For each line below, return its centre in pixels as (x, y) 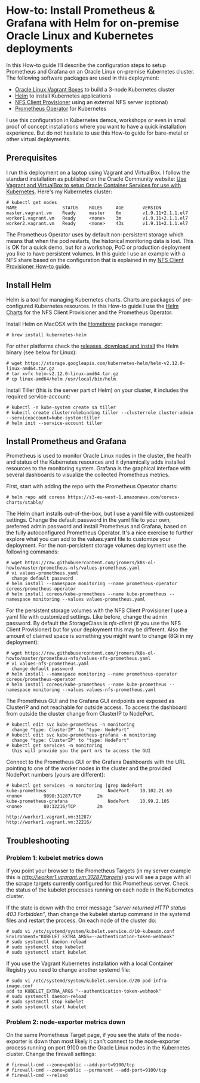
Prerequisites (32, 158)
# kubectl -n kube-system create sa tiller (61, 407)
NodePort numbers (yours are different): (56, 775)
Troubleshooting (38, 840)
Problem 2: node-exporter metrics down (66, 1022)
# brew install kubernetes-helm (46, 335)
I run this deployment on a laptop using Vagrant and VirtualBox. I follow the (98, 172)
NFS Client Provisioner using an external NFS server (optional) (91, 102)
